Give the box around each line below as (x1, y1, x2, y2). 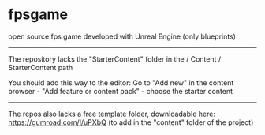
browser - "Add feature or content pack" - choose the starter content (8, 86, 233, 96)
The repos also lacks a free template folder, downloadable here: (8, 109, 215, 118)
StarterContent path (8, 62, 73, 72)
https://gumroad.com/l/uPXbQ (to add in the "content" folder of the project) (8, 117, 254, 127)
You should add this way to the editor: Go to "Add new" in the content (8, 77, 234, 88)
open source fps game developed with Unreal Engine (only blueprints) (8, 32, 237, 41)
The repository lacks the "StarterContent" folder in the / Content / (8, 54, 222, 64)
